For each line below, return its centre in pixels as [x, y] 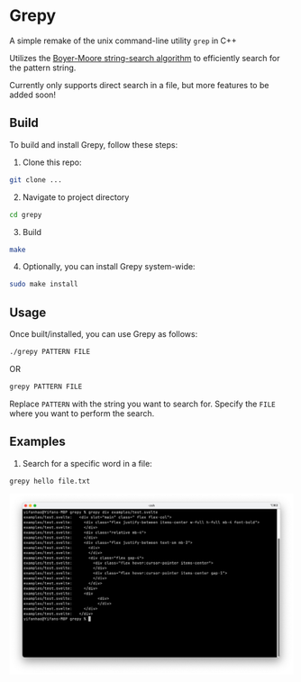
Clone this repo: [52, 162]
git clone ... [36, 180]
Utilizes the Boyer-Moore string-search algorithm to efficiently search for [145, 58]
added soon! [33, 95]
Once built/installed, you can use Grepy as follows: [104, 334]
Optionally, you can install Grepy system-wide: [109, 267]
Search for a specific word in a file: [87, 463]
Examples [37, 442]
